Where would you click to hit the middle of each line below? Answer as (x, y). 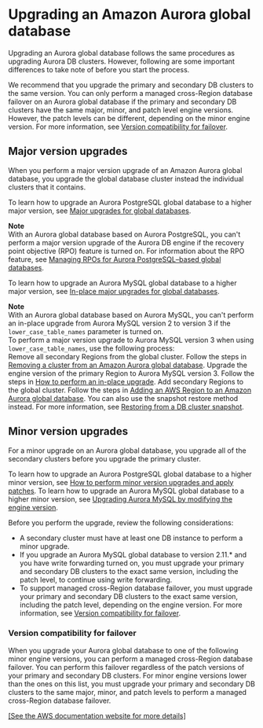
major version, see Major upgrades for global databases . (100, 211)
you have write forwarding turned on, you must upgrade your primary (132, 563)
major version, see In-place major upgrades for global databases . (114, 291)
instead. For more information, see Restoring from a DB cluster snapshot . (126, 406)
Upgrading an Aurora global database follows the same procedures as (122, 53)
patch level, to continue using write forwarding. (96, 579)
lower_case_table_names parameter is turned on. (86, 331)
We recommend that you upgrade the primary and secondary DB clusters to (131, 85)
